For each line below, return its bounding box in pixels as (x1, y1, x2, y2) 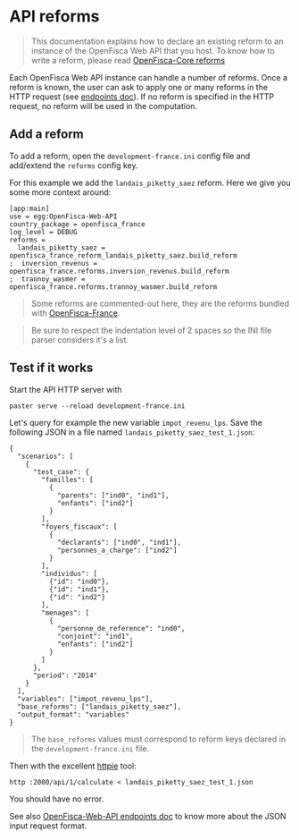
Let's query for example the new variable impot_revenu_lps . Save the (9, 417, 263, 428)
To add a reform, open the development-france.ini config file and (9, 150, 251, 161)
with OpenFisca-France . (30, 307, 120, 318)
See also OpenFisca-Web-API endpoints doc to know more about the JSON (9, 810, 287, 821)
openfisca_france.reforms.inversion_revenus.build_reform (9, 267, 229, 276)
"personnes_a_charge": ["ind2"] (56, 546, 178, 555)
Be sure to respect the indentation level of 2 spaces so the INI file (30, 325, 272, 335)
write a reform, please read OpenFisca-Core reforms (30, 55, 226, 65)
